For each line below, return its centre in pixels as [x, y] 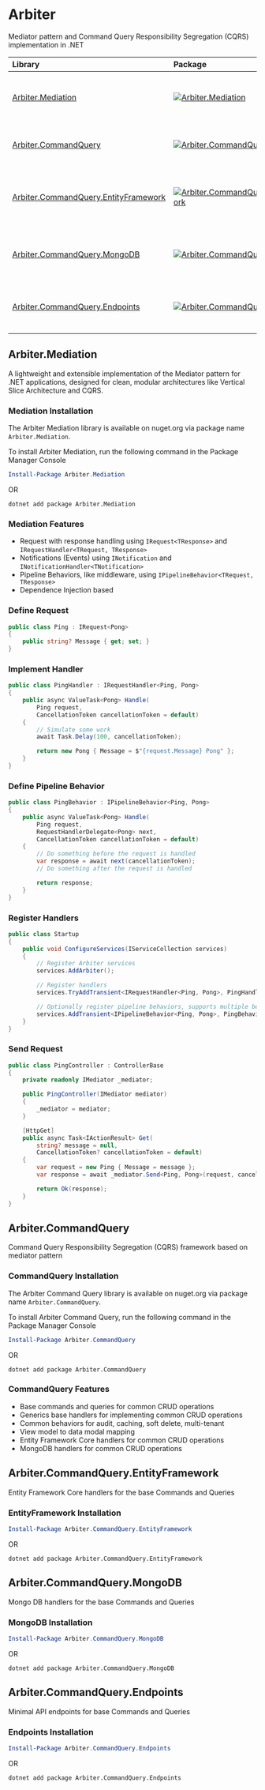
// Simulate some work [74, 730]
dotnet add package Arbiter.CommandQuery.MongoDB [91, 1668]
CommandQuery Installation [63, 1276]
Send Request [35, 1049]
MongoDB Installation [50, 1623]
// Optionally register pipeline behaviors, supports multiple [142, 1006]
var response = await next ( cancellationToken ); [116, 861]
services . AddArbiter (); [75, 971]
